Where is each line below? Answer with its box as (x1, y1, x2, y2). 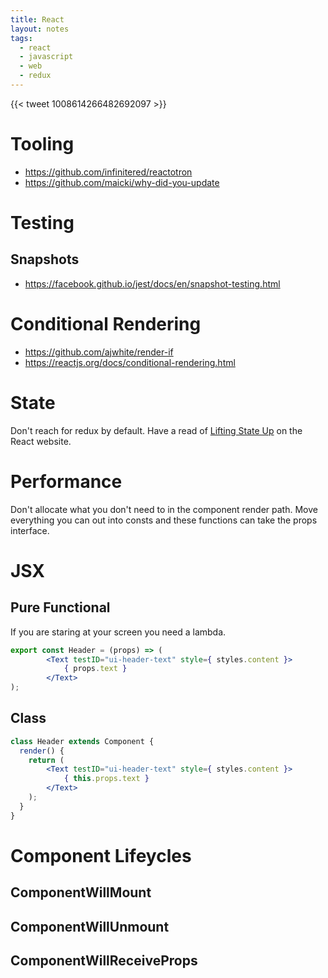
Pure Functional (10, 599, 111, 616)
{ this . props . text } (63, 774, 150, 784)
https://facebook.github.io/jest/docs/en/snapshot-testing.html (24, 277, 281, 290)
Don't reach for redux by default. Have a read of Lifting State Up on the (10, 424, 303, 436)
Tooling (10, 133, 75, 156)
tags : (10, 33, 33, 43)
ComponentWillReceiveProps (10, 952, 198, 970)
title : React (10, 14, 65, 25)
